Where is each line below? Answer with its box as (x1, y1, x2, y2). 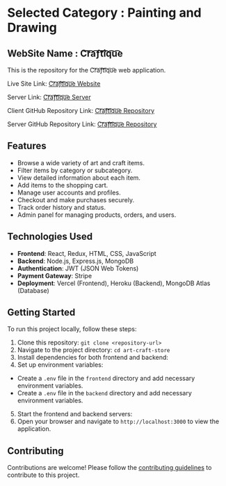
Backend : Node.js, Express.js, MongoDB (17, 257, 134, 265)
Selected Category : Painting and (7, 5, 202, 21)
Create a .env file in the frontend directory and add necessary (17, 374, 195, 383)
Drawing (7, 20, 58, 36)
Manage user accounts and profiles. (17, 188, 121, 197)
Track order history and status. (17, 203, 106, 211)
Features (7, 140, 47, 152)
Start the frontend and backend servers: (17, 410, 133, 418)
